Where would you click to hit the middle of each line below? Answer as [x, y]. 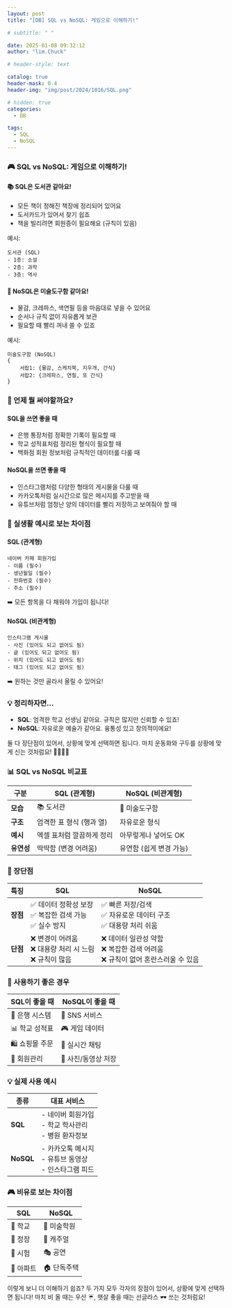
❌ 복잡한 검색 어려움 [132, 949]
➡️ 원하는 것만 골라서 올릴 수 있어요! [55, 681]
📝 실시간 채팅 [81, 1044]
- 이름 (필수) [25, 565]
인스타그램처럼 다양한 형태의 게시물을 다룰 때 [78, 487]
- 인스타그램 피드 [67, 1170]
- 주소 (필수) [25, 588]
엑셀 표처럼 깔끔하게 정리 [75, 835]
